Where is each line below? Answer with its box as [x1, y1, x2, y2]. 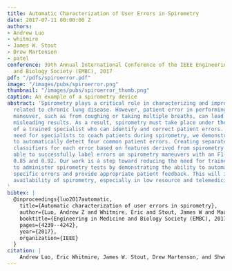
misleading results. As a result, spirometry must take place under [13, 119, 215, 126]
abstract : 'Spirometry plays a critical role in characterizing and [7, 100, 209, 107]
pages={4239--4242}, [19, 221, 79, 228]
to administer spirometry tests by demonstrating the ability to [13, 163, 206, 171]
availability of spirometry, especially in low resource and [13, 177, 193, 183]
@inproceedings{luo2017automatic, [13, 196, 113, 203]
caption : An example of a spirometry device [7, 94, 137, 101]
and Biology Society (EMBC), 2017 [13, 68, 113, 74]
